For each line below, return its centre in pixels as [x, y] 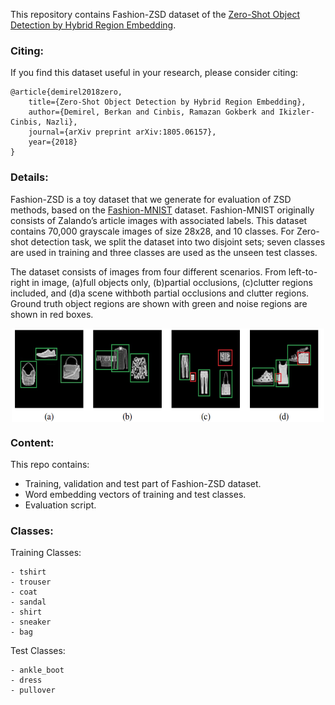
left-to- [303, 271]
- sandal [28, 602]
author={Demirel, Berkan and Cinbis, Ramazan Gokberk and [151, 112]
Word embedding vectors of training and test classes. [135, 494]
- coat [24, 592]
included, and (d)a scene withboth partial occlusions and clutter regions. [160, 293]
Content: [32, 442]
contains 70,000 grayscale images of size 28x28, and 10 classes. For [152, 231]
